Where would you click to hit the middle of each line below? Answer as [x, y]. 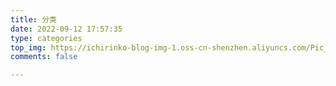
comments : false [44, 57]
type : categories [46, 38]
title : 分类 [33, 19]
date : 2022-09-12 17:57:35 [66, 29]
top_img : [28, 47]
